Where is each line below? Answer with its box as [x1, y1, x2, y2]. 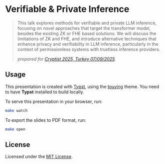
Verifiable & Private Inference [5, 3, 130, 15]
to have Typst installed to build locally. [5, 88, 84, 95]
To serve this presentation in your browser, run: [5, 98, 103, 104]
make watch [5, 108, 28, 113]
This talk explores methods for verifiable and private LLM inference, [17, 20, 157, 26]
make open [5, 127, 26, 132]
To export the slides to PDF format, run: [5, 117, 86, 123]
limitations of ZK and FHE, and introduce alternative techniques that [17, 36, 157, 42]
